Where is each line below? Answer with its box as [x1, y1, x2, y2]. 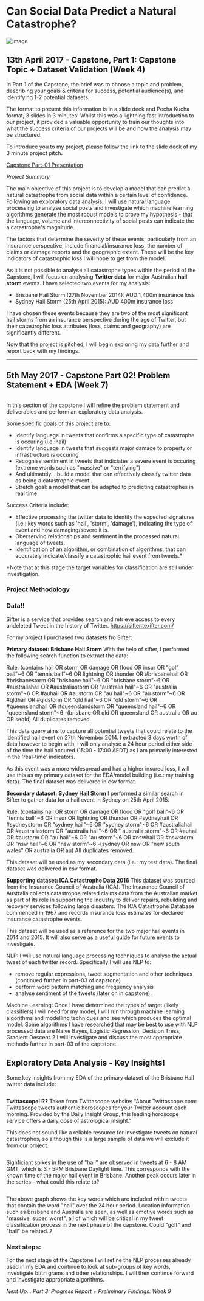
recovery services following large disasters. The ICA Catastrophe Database [6, 902, 194, 910]
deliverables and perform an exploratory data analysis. [6, 408, 143, 415]
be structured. [6, 131, 42, 138]
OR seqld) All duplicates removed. [6, 715, 92, 723]
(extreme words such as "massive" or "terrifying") [15, 463, 141, 471]
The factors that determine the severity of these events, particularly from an [6, 235, 197, 243]
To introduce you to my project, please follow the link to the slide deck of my [6, 143, 197, 150]
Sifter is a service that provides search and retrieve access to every [6, 616, 175, 623]
